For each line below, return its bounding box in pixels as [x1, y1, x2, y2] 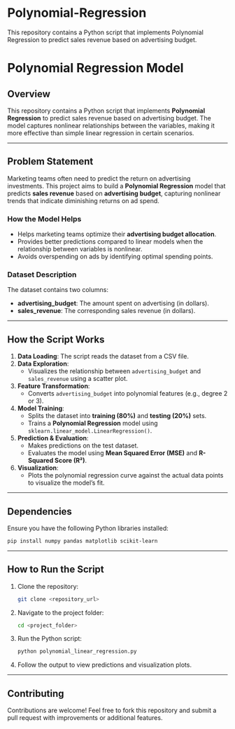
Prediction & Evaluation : [17, 434, 89, 443]
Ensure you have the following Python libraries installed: [7, 524, 169, 532]
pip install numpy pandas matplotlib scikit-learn [7, 537, 158, 544]
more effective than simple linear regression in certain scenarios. [7, 128, 194, 137]
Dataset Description [7, 270, 77, 279]
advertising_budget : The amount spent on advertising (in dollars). [17, 299, 210, 307]
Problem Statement [7, 155, 94, 167]
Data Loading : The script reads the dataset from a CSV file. [17, 352, 189, 361]
